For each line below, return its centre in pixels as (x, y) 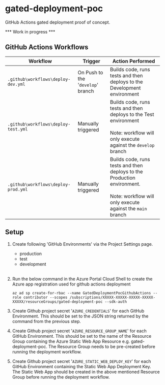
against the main (128, 208)
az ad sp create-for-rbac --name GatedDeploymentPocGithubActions (82, 293)
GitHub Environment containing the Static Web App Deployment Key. (82, 366)
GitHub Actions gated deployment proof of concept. (58, 22)
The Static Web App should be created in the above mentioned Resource (86, 372)
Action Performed (134, 61)
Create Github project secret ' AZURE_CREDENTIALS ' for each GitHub (78, 311)
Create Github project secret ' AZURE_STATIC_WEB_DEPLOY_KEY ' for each (82, 361)
